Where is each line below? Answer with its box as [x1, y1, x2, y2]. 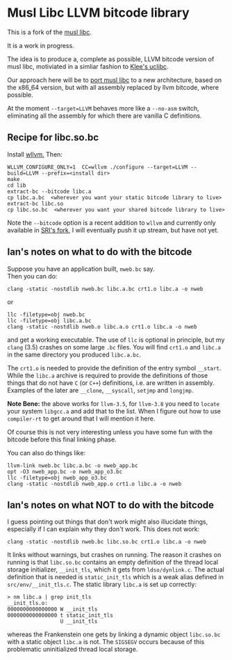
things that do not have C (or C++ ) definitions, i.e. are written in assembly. [7, 378, 215, 387]
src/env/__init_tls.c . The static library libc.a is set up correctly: [7, 580, 197, 589]
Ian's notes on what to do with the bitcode [7, 246, 192, 258]
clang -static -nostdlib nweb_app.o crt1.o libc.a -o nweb [7, 480, 182, 487]
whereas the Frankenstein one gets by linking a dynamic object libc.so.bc [7, 630, 221, 638]
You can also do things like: [7, 448, 85, 457]
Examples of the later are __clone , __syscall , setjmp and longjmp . [7, 386, 194, 394]
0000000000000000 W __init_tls [7, 606, 98, 613]
